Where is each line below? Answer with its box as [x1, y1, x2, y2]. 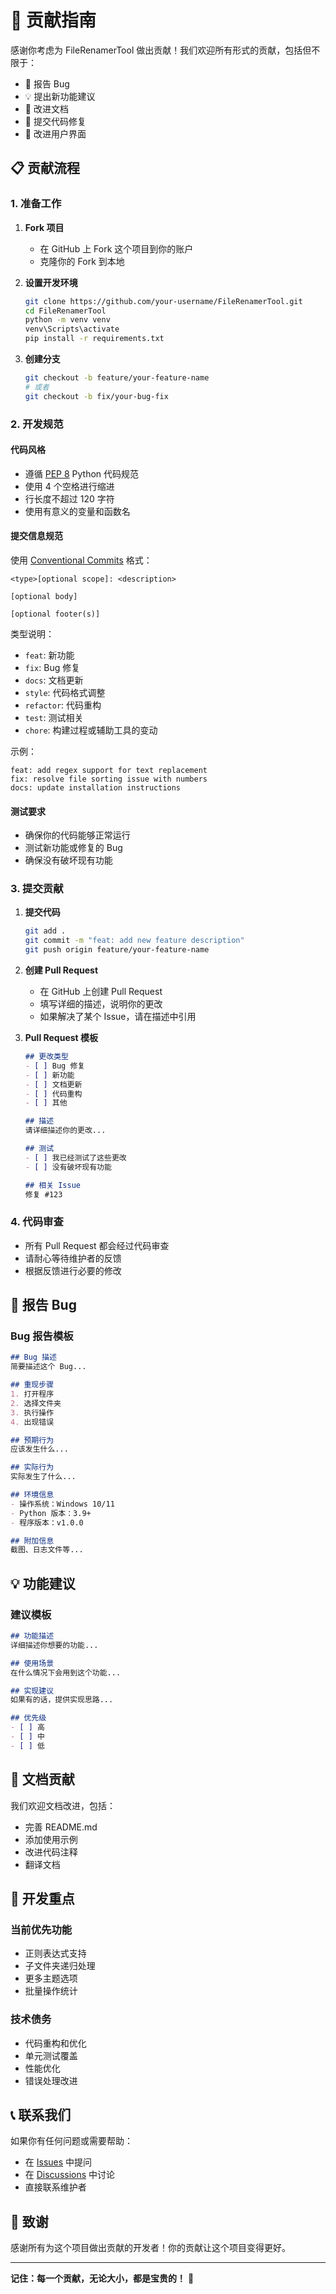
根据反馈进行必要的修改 [24, 1264, 122, 1276]
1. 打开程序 [10, 1389, 55, 1400]
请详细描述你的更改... [24, 1126, 107, 1136]
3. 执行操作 [10, 1407, 55, 1418]
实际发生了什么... [10, 1472, 77, 1482]
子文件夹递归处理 [24, 1960, 96, 1972]
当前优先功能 [10, 1922, 73, 1936]
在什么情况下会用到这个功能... [10, 1667, 122, 1678]
